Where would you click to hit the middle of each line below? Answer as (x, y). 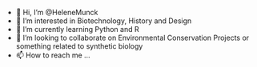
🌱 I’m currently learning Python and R (77, 29)
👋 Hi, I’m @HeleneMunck (57, 12)
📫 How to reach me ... (53, 55)
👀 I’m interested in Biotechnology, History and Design (104, 21)
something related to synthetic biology (79, 46)
